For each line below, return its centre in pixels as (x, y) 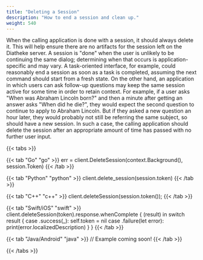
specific (16, 66)
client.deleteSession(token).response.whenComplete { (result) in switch (96, 215)
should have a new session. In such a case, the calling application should (97, 124)
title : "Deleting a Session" (43, 12)
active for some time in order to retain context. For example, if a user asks (98, 92)
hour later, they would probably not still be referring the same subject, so (97, 117)
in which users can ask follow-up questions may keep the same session (96, 85)
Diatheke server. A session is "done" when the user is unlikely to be (90, 53)
